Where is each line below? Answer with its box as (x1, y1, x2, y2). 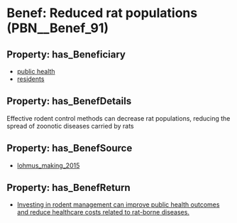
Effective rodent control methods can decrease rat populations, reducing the (6, 114, 231, 122)
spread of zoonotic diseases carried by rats (6, 121, 134, 130)
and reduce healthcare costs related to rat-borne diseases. (16, 208, 189, 217)
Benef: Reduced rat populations (6, 5, 198, 21)
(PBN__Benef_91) (6, 20, 109, 36)
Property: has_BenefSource (6, 142, 133, 154)
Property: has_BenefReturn (6, 182, 131, 194)
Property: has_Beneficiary (6, 48, 126, 60)
